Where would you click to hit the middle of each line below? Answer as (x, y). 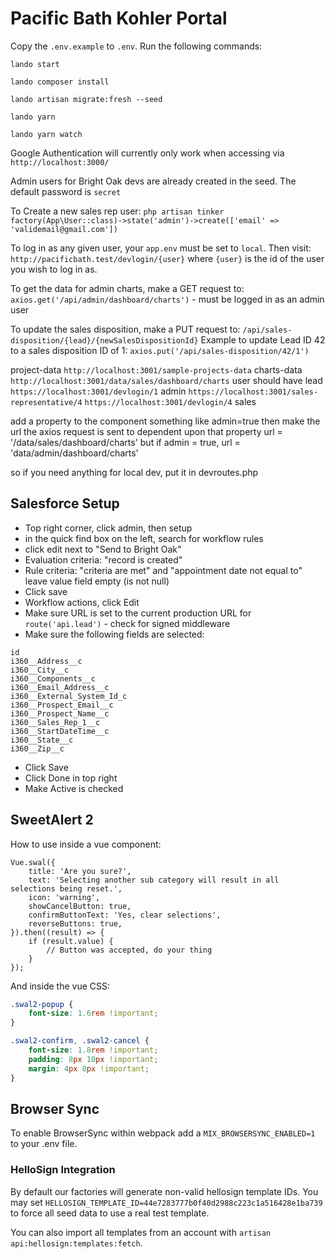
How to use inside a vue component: (86, 844)
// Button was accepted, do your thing (129, 950)
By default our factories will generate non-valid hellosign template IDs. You (164, 1191)
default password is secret (66, 191)
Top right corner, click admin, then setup (108, 528)
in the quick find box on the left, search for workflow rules (144, 538)
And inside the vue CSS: (60, 986)
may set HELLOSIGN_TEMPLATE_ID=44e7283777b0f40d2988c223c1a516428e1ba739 (166, 1202)
